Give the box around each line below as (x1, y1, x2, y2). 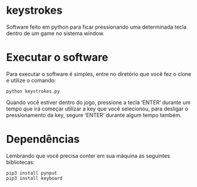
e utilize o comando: (6, 76, 56, 84)
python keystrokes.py (6, 88, 60, 94)
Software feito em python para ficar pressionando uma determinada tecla (6, 23, 187, 30)
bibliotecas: (6, 158, 35, 165)
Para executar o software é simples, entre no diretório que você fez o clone (6, 70, 192, 78)
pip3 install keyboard (6, 175, 63, 181)
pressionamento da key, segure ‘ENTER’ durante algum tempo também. (6, 111, 182, 118)
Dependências (6, 133, 80, 146)
